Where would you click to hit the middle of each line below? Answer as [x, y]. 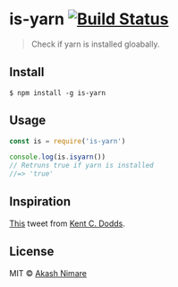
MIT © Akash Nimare [48, 273]
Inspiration [40, 202]
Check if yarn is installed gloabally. [95, 44]
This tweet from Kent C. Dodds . [67, 223]
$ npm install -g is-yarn [57, 93]
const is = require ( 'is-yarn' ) [68, 141]
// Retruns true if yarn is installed [81, 166]
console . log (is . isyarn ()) [57, 157]
